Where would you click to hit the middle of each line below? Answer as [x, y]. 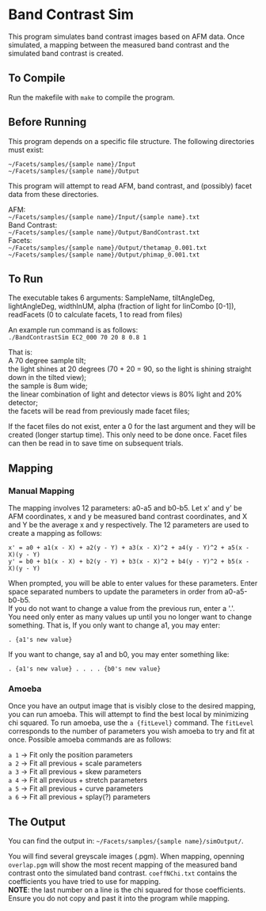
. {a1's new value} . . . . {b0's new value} [84, 669]
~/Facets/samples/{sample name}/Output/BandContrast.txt [104, 232]
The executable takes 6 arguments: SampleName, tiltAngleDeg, [112, 298]
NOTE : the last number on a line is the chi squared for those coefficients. [127, 890]
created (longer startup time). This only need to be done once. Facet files [128, 435]
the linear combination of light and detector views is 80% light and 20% [125, 394]
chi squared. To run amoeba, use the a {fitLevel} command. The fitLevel [131, 723]
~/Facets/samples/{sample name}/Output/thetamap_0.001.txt [108, 248]
